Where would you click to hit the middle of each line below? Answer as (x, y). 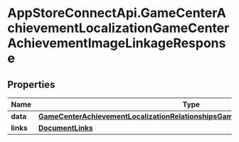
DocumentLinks (65, 128)
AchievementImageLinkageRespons (117, 43)
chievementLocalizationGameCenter (118, 28)
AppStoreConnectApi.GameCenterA (117, 13)
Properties (31, 84)
